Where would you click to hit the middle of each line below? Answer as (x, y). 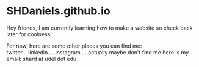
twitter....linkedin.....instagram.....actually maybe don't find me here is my (98, 52)
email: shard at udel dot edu (42, 59)
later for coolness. (29, 34)
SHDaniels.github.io (59, 11)
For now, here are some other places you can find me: (74, 46)
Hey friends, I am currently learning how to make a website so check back (100, 28)
